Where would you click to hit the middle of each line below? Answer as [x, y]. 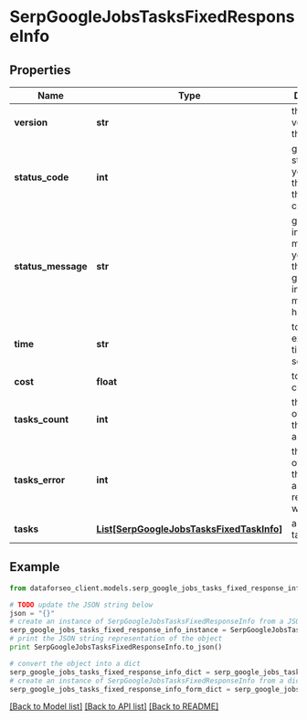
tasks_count [42, 419]
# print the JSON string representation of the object [116, 639]
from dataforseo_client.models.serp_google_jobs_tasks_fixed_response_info [157, 588]
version [31, 122]
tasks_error [40, 480]
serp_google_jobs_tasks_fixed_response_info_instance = [118, 630]
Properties [40, 70]
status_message [51, 266]
